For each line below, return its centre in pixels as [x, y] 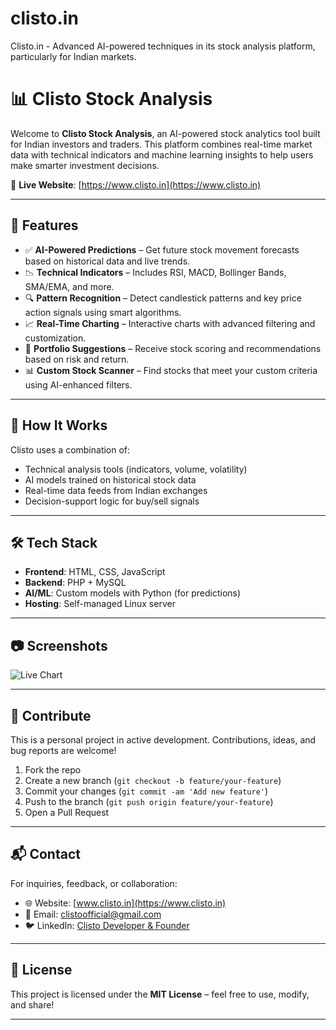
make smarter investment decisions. [85, 165]
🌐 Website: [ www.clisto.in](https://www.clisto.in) [125, 903]
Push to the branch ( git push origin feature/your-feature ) [149, 801]
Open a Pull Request [67, 812]
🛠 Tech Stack [54, 542]
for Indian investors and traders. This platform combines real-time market [161, 144]
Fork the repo [53, 769]
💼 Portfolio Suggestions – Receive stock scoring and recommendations [173, 348]
